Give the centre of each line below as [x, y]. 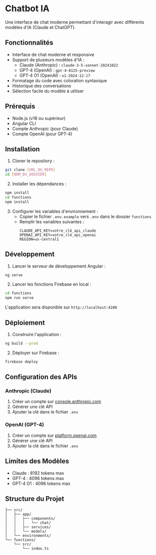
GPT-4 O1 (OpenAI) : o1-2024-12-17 [55, 75]
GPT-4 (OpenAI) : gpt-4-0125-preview [57, 70]
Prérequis [20, 107]
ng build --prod [21, 343]
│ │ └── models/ [26, 531]
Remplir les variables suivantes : [52, 221]
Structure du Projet [35, 498]
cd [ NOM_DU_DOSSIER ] [26, 174]
